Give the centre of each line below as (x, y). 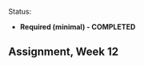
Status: (20, 12)
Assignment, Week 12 (63, 52)
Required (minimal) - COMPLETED (78, 27)
